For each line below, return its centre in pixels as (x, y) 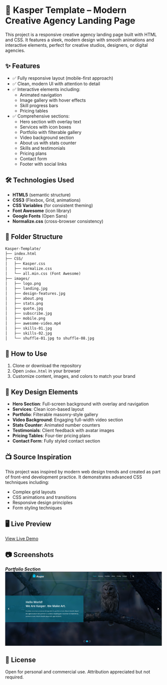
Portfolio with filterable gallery (51, 132)
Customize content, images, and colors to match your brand (74, 376)
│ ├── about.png (24, 299)
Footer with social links (43, 164)
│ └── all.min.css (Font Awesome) (43, 274)
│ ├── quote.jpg (24, 309)
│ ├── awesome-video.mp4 (33, 324)
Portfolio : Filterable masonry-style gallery (55, 414)
